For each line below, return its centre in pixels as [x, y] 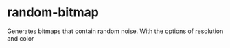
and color [21, 38]
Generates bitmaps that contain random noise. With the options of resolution [115, 31]
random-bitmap [53, 13]
